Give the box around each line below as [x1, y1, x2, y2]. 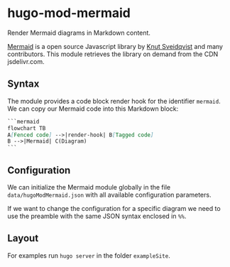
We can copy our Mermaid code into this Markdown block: [7, 104, 179, 113]
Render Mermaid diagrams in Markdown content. [7, 28, 151, 37]
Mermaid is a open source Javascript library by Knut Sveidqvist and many [7, 42, 224, 50]
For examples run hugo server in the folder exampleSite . [7, 251, 170, 260]
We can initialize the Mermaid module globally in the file [7, 182, 171, 191]
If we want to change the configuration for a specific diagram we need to [7, 204, 221, 212]
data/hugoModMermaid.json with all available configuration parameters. [7, 190, 212, 199]
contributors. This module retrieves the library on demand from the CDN [7, 50, 219, 58]
